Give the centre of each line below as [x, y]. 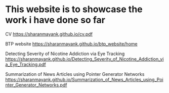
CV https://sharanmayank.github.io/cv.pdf [49, 34]
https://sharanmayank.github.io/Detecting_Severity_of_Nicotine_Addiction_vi [85, 59]
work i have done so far [55, 20]
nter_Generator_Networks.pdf [36, 85]
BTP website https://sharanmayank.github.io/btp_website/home [71, 43]
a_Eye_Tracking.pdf [26, 64]
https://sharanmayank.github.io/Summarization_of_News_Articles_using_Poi [84, 79]
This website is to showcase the [74, 9]
